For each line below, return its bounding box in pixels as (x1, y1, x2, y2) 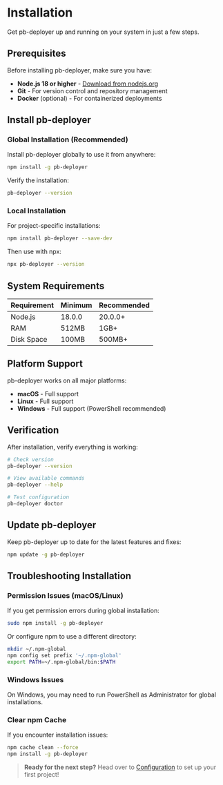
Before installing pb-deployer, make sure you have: (7, 66, 153, 74)
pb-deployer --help (7, 481, 64, 488)
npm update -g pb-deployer (7, 551, 85, 558)
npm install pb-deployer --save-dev (7, 235, 113, 242)
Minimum (60, 300, 93, 310)
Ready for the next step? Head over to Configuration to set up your (23, 763, 217, 771)
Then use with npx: (7, 247, 62, 256)
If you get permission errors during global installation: (7, 606, 160, 615)
